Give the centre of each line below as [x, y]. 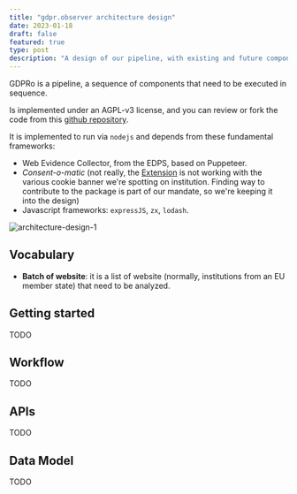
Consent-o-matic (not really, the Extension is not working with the [142, 172]
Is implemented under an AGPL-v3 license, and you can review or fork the [144, 110]
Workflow [37, 363]
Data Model [42, 460]
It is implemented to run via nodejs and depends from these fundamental [141, 137]
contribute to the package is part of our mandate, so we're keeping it [147, 191]
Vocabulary [42, 255]
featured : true [37, 42]
